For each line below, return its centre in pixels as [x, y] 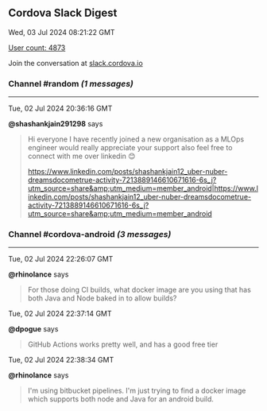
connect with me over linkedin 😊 [81, 156]
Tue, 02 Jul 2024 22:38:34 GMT [61, 360]
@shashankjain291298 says [56, 124]
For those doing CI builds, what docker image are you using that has [139, 290]
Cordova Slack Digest [63, 13]
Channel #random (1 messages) [71, 83]
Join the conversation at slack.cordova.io [75, 63]
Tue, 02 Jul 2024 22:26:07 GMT [61, 259]
